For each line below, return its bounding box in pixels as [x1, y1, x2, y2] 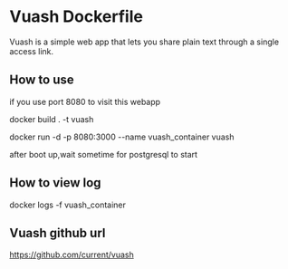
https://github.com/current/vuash [9, 249, 134, 260]
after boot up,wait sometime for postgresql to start [9, 149, 197, 159]
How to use [9, 72, 74, 88]
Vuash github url [9, 225, 106, 241]
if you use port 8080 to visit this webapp [9, 96, 161, 107]
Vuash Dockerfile [9, 6, 143, 27]
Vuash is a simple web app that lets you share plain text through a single [9, 36, 279, 47]
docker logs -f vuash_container [9, 199, 127, 210]
